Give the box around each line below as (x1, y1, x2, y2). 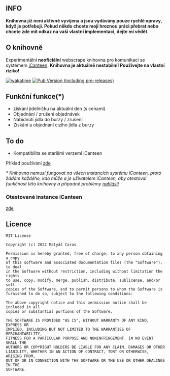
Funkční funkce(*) (6, 92, 65, 101)
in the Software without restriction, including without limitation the (6, 269, 163, 274)
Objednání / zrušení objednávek (13, 111, 80, 117)
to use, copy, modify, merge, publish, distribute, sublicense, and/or (6, 278, 160, 283)
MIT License (6, 233, 31, 238)
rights (6, 274, 20, 279)
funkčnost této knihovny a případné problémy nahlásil (6, 181, 119, 187)
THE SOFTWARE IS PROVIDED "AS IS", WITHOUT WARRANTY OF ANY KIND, (6, 318, 149, 323)
